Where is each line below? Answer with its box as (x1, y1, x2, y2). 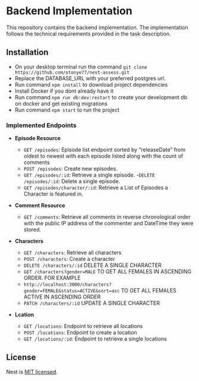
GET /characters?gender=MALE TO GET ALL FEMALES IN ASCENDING (23, 268, 192, 275)
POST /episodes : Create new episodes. (23, 165, 118, 172)
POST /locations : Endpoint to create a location (23, 329, 138, 336)
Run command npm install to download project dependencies (14, 81, 168, 88)
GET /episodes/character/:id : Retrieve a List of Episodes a (23, 184, 168, 191)
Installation (6, 48, 49, 58)
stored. (23, 226, 42, 233)
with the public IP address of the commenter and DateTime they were (23, 220, 194, 227)
